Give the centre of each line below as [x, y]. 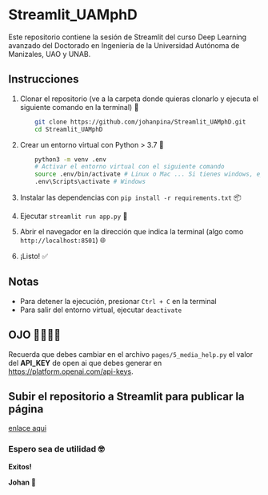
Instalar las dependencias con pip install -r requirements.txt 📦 [130, 197]
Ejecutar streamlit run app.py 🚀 [74, 216]
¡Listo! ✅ [34, 256]
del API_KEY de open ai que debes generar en [85, 363]
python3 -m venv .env [70, 159]
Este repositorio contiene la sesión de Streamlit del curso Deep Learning [127, 37]
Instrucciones [44, 79]
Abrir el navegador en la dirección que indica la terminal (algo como [132, 231]
